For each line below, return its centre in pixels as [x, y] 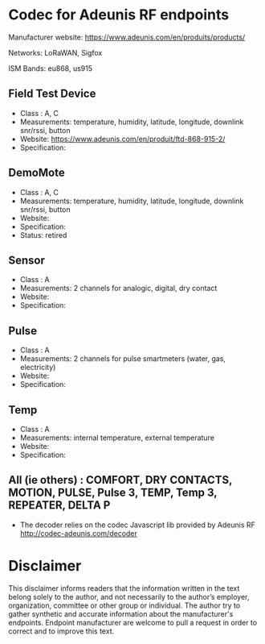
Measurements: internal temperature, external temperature [117, 438]
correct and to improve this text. [61, 631]
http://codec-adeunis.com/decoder [79, 533]
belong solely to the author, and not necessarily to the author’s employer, [129, 596]
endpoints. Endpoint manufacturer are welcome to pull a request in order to [133, 622]
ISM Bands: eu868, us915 [51, 68]
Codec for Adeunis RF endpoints [119, 15]
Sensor [27, 260]
